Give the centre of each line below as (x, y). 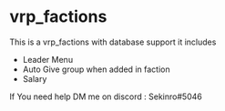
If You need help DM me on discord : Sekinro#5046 (106, 96)
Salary (35, 78)
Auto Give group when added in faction (96, 69)
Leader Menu (48, 59)
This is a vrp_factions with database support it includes (113, 42)
